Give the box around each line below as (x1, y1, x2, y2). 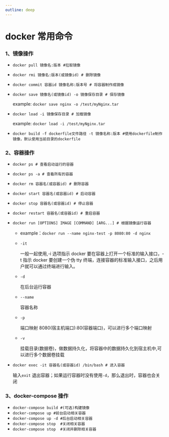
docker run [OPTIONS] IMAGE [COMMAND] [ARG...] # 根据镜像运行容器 (12, 221, 151, 226)
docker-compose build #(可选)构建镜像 (12, 405, 90, 410)
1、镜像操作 (5, 50, 34, 57)
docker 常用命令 (5, 31, 73, 42)
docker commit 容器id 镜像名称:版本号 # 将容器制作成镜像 (12, 82, 125, 87)
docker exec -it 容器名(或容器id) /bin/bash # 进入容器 (12, 363, 125, 368)
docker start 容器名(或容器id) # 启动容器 (12, 191, 96, 197)
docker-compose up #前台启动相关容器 (12, 410, 86, 416)
